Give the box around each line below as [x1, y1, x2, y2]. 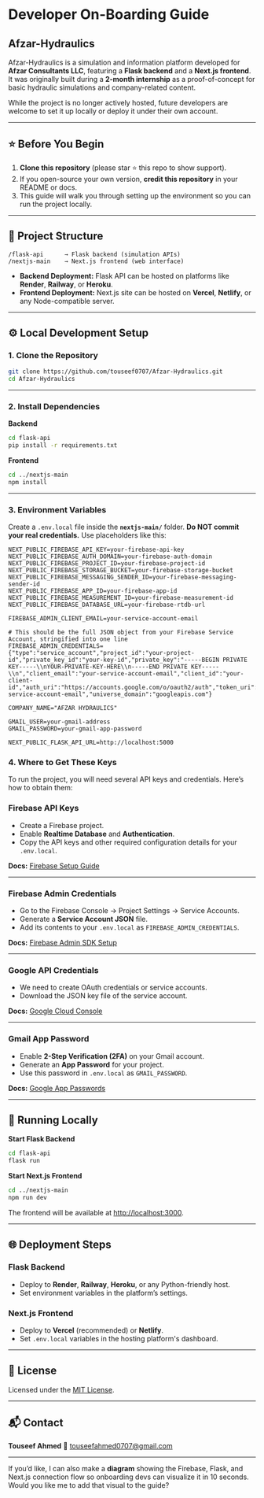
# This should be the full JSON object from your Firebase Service [8, 628, 234, 637]
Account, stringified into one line [8, 635, 128, 643]
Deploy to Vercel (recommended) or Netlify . [19, 1325, 163, 1335]
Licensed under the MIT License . [8, 1385, 115, 1394]
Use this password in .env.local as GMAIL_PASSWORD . [19, 1068, 188, 1078]
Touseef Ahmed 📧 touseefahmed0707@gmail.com [8, 1441, 173, 1450]
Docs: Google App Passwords [8, 1083, 106, 1093]
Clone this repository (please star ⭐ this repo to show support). [19, 163, 227, 172]
